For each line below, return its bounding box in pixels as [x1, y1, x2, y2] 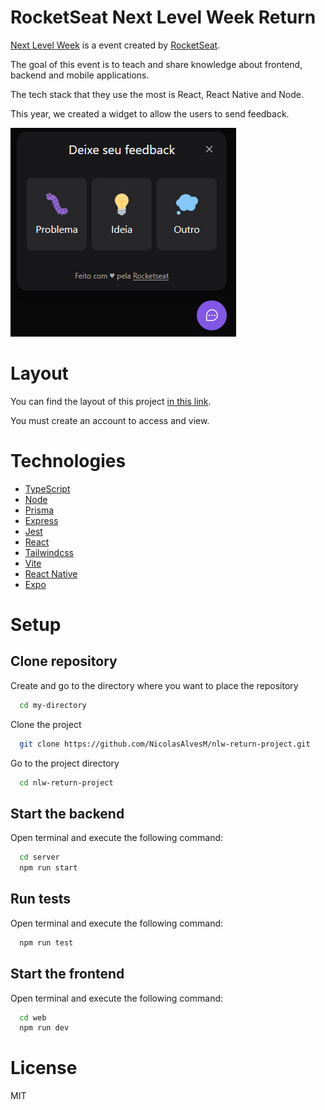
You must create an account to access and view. [10, 414, 210, 426]
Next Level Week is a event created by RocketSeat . [10, 39, 221, 51]
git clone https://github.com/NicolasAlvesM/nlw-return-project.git [19, 739, 311, 749]
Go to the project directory [10, 757, 120, 769]
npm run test [19, 937, 74, 948]
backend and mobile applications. [10, 69, 150, 81]
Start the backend [10, 805, 125, 822]
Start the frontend [10, 966, 125, 983]
